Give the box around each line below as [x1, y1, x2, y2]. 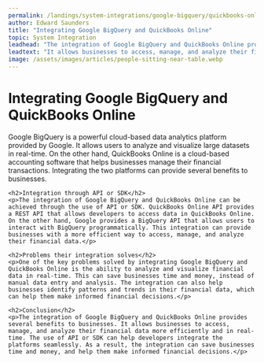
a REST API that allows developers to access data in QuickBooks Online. [8, 209, 255, 217]
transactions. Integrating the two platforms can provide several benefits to [8, 165, 248, 175]
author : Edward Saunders [8, 19, 90, 27]
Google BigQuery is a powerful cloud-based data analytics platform [8, 131, 227, 142]
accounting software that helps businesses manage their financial [8, 157, 222, 166]
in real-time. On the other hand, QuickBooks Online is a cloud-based [8, 149, 229, 158]
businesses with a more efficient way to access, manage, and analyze [8, 230, 244, 239]
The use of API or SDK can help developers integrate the [28, 334, 223, 342]
